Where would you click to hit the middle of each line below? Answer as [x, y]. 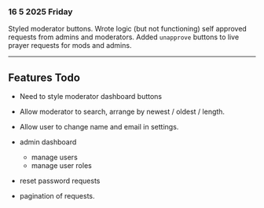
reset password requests [60, 181]
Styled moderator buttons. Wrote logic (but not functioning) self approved [128, 29]
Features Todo [44, 77]
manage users [55, 157]
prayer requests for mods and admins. [70, 46]
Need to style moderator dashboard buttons [91, 97]
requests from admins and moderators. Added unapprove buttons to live [124, 37]
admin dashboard [48, 142]
